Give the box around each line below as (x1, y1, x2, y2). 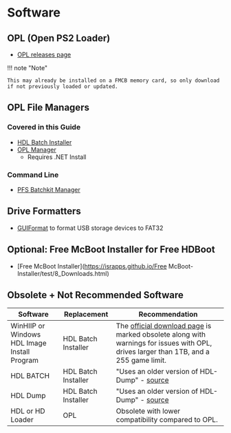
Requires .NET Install (27, 153, 87, 161)
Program (10, 356, 39, 366)
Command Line (7, 170, 59, 180)
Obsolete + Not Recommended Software (7, 289, 184, 301)
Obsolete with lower (115, 406, 181, 416)
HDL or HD (10, 406, 46, 416)
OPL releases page (16, 50, 71, 59)
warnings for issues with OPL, (115, 339, 212, 348)
